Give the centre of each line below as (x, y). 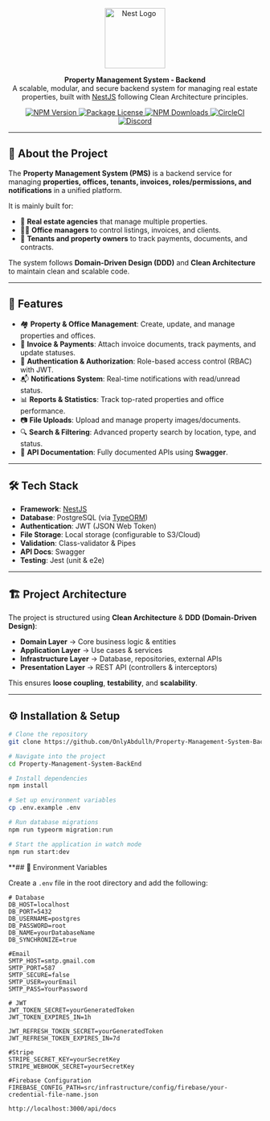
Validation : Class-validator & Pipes (78, 544)
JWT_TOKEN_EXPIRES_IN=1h (50, 1017)
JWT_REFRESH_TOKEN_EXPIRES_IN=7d (64, 1038)
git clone (25, 741)
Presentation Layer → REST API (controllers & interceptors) (119, 667)
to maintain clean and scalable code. (69, 271)
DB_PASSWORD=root (37, 926)
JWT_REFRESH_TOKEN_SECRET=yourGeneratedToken (86, 1031)
